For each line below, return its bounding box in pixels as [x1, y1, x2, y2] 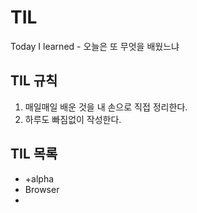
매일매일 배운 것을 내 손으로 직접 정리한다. [24, 101, 188, 113]
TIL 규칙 [10, 72, 58, 90]
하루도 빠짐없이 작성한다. [24, 113, 122, 125]
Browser [24, 183, 60, 195]
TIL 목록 [10, 146, 58, 163]
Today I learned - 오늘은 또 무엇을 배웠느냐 [10, 40, 180, 52]
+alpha [24, 172, 55, 185]
